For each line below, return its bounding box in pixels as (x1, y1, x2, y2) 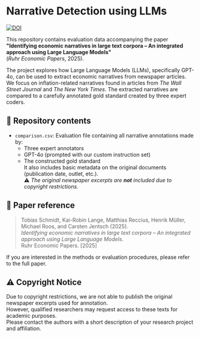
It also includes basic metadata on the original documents (23, 163, 166, 171)
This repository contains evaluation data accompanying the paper (6, 35, 169, 43)
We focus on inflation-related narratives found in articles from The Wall (6, 79, 181, 87)
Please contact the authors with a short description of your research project (6, 318, 193, 326)
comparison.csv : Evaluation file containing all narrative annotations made (14, 132, 194, 139)
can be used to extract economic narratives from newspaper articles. (16, 73, 187, 80)
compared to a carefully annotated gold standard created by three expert (6, 92, 187, 99)
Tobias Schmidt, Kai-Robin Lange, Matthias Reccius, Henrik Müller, (20, 216, 186, 223)
